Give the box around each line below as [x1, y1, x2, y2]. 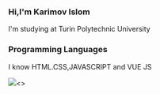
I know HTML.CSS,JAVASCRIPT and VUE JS [8, 62, 152, 71]
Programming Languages [8, 44, 109, 55]
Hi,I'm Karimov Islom [8, 6, 90, 17]
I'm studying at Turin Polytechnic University [8, 24, 150, 34]
